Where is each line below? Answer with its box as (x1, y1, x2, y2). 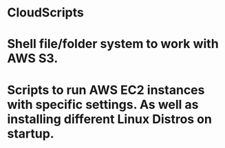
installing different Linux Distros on (7, 111, 212, 127)
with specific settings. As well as (7, 97, 199, 112)
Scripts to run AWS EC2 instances (7, 82, 205, 97)
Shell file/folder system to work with (7, 36, 219, 52)
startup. (7, 125, 54, 141)
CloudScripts (7, 5, 84, 21)
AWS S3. (7, 51, 58, 66)
